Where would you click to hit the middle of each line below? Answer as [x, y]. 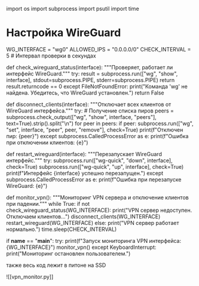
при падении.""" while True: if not [48, 203]
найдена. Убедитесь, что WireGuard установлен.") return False [85, 93]
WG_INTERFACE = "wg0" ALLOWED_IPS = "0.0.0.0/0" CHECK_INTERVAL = [99, 49]
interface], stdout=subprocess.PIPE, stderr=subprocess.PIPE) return [91, 80]
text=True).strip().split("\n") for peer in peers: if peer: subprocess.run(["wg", [100, 123]
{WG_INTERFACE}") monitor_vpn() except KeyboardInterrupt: [81, 247]
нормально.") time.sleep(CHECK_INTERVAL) [62, 229]
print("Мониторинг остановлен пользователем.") [68, 253]
